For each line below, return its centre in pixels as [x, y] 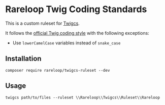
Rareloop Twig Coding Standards [76, 9]
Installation [23, 59]
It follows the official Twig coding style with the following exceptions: [77, 33]
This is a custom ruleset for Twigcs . [42, 23]
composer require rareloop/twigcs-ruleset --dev [58, 70]
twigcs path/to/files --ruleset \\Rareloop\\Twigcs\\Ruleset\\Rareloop [82, 97]
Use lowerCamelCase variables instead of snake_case [67, 43]
